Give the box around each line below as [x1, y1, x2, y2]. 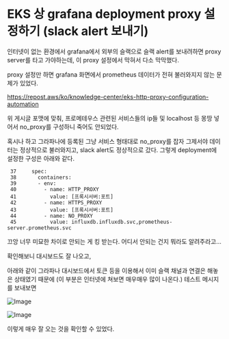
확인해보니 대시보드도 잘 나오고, [7, 251, 92, 260]
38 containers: [10, 174, 72, 181]
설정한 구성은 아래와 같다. [7, 154, 75, 162]
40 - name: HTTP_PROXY [10, 186, 99, 192]
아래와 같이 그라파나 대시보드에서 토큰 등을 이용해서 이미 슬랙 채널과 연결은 [7, 266, 206, 275]
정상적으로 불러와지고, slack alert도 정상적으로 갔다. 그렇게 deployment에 [19, 145, 217, 154]
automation [7, 100, 39, 108]
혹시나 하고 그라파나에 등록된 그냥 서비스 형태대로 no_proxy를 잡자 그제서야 [7, 137, 208, 145]
